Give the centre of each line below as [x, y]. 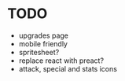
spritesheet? [39, 52]
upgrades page [43, 35]
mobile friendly [43, 43]
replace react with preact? [61, 61]
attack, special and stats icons [68, 68]
